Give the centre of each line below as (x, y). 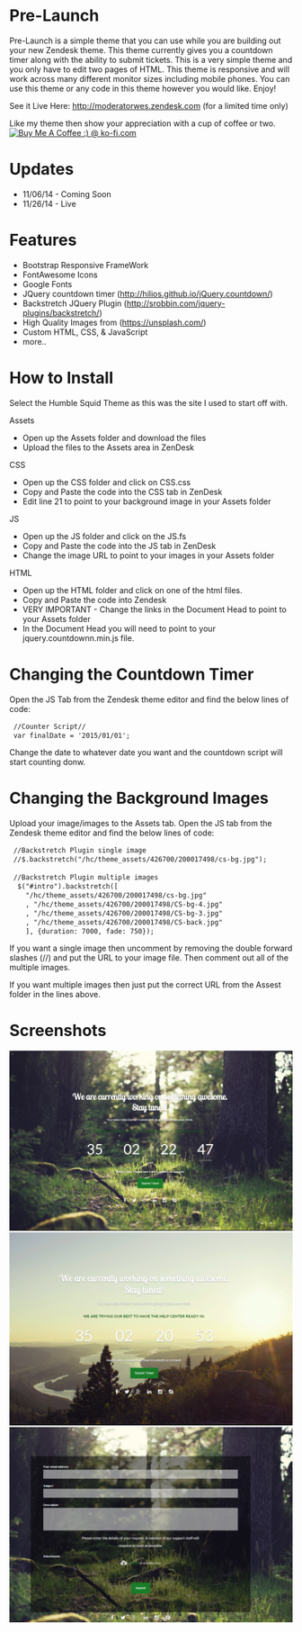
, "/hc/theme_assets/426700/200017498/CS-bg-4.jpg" (124, 904)
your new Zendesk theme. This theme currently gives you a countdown (141, 50)
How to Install (62, 378)
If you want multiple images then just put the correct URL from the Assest (145, 984)
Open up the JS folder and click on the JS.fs (104, 536)
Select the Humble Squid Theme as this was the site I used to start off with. (149, 402)
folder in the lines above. (55, 994)
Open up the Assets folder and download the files (114, 437)
